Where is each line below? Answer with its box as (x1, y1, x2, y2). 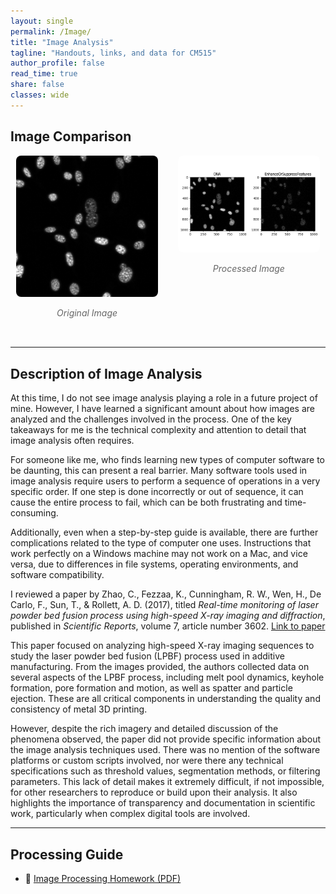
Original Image (56, 307, 118, 319)
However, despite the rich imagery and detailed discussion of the (10, 723, 279, 735)
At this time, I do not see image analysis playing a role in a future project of (10, 392, 318, 404)
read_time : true (10, 69, 78, 79)
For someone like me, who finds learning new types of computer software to (10, 454, 326, 466)
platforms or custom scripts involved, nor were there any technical (10, 755, 284, 767)
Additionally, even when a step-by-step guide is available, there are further (10, 526, 319, 539)
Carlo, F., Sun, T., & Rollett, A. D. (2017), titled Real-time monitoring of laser (10, 599, 319, 611)
